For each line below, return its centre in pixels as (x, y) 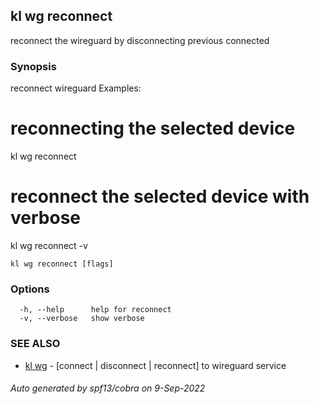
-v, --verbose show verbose (82, 319)
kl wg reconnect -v (49, 245)
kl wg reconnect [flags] (62, 264)
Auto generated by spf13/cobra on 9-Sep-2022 (108, 388)
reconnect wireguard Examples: (76, 88)
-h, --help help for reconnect (95, 310)
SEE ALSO (35, 344)
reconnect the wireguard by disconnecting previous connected (140, 40)
